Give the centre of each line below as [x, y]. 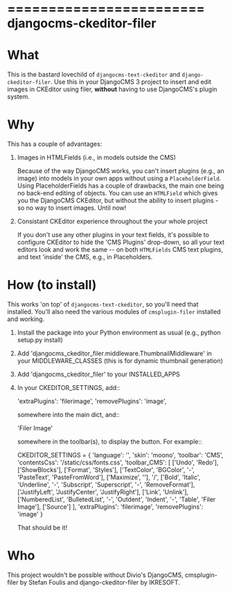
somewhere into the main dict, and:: [68, 415]
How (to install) [52, 285]
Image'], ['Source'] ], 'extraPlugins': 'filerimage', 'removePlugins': [110, 507]
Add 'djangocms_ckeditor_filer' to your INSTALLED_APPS [98, 374]
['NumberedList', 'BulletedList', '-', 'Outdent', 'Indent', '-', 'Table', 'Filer [116, 499]
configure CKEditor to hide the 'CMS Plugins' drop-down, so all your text [121, 242]
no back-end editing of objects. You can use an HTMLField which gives [117, 193]
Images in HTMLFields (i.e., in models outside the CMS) [97, 158]
